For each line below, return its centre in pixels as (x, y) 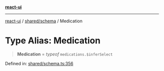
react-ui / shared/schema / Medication (44, 21)
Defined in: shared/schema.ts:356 (39, 63)
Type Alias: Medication (53, 41)
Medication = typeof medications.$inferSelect (65, 54)
